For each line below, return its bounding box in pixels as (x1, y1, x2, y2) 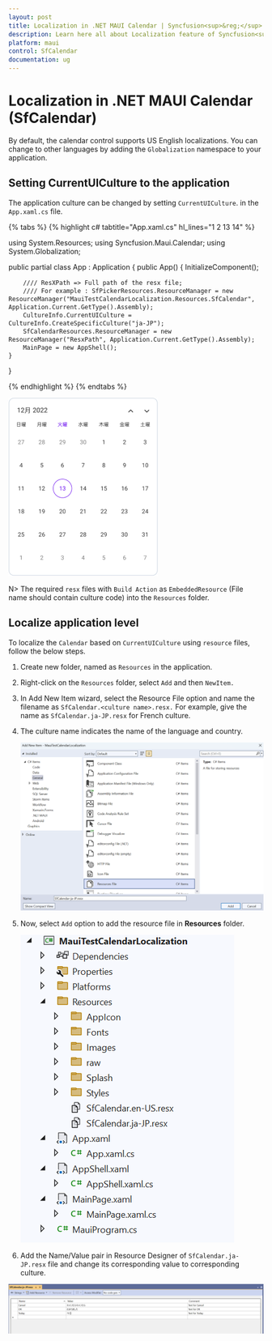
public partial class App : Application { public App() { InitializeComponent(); (8, 262, 259, 271)
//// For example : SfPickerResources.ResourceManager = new (23, 287, 233, 295)
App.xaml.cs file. (8, 206, 63, 216)
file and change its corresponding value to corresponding (47, 1259, 240, 1269)
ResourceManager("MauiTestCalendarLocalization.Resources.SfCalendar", (8, 295, 255, 303)
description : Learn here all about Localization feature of (8, 30, 216, 38)
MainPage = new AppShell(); (23, 343, 117, 351)
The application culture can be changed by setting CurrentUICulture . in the (8, 198, 259, 207)
